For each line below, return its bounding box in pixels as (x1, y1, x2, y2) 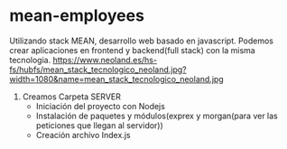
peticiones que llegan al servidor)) (35, 119, 164, 131)
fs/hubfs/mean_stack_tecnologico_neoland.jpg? (9, 64, 187, 75)
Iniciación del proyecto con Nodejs (35, 100, 165, 111)
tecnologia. (9, 54, 51, 65)
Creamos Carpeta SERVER (22, 91, 122, 102)
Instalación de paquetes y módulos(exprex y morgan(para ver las (35, 110, 278, 121)
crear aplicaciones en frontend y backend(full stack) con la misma (9, 44, 255, 55)
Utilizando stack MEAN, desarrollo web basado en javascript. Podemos (9, 35, 273, 46)
